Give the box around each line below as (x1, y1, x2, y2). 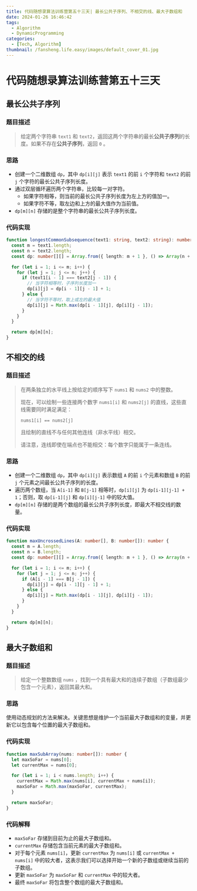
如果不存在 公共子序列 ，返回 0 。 (30, 140, 108, 147)
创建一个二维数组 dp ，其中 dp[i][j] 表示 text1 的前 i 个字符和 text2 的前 (14, 170, 191, 177)
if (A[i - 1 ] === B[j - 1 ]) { (21, 576, 96, 582)
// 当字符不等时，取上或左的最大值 (27, 297, 101, 302)
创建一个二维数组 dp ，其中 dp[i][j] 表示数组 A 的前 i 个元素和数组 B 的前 (14, 472, 191, 479)
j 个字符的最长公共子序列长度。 (14, 177, 91, 185)
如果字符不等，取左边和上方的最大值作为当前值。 (23, 200, 142, 207)
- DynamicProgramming (11, 31, 64, 36)
